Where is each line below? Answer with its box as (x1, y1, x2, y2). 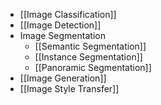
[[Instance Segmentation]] (34, 51, 143, 63)
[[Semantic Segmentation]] (34, 40, 147, 52)
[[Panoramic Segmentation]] (34, 62, 152, 73)
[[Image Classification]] (19, 9, 117, 20)
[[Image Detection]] (19, 19, 102, 31)
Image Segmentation (19, 30, 106, 41)
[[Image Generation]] (19, 72, 107, 84)
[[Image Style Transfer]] (19, 83, 120, 94)
